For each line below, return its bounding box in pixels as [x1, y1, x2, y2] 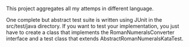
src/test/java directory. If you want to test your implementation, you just [6, 23, 180, 29]
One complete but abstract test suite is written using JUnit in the [6, 16, 163, 23]
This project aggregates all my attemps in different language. [6, 5, 154, 12]
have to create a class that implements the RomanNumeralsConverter [6, 29, 175, 36]
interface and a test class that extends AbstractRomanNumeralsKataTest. [6, 35, 184, 42]
